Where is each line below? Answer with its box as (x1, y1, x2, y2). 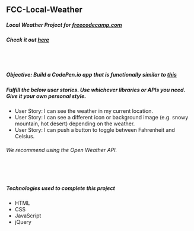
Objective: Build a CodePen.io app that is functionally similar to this (6, 71, 177, 78)
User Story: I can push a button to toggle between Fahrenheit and (14, 126, 175, 134)
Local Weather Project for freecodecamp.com (6, 21, 123, 29)
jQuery (14, 219, 31, 226)
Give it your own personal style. (6, 92, 87, 100)
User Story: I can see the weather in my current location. (14, 107, 153, 115)
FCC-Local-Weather (6, 5, 83, 15)
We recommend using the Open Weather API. (6, 146, 117, 153)
